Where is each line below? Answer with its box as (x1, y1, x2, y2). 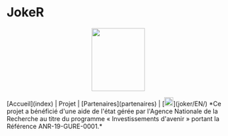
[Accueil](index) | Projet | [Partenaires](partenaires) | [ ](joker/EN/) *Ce (6, 99, 222, 108)
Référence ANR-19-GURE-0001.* (6, 122, 103, 130)
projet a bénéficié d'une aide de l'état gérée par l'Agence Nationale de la (6, 107, 219, 115)
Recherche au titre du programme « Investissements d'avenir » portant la (6, 114, 220, 123)
